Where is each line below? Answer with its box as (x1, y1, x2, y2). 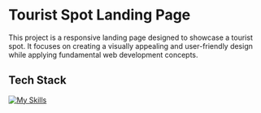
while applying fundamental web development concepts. (8, 50, 198, 59)
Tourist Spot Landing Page (8, 6, 191, 24)
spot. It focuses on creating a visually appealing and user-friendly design (8, 41, 254, 50)
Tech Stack (8, 73, 67, 87)
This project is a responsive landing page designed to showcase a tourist (8, 33, 254, 42)
